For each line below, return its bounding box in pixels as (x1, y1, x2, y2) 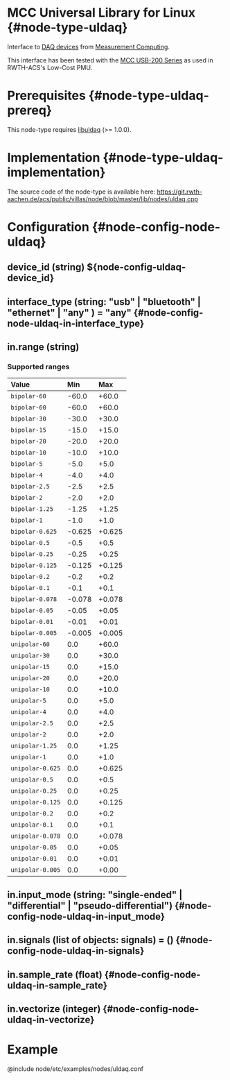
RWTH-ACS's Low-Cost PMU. (7, 63, 93, 71)
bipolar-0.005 (10, 630, 57, 637)
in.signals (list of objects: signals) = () (7, 934, 174, 946)
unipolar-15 (10, 663, 51, 671)
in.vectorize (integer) (7, 1003, 101, 1015)
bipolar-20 (10, 437, 46, 446)
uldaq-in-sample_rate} (7, 979, 108, 991)
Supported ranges (7, 362, 70, 372)
